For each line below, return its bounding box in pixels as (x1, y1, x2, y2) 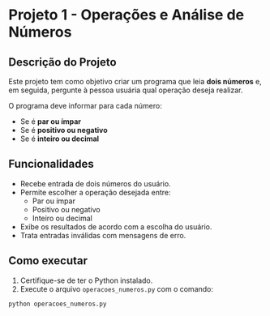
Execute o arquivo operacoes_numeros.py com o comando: (19, 284, 213, 293)
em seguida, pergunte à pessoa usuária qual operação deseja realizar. (8, 85, 243, 95)
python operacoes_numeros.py (8, 300, 107, 308)
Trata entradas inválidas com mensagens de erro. (19, 230, 186, 240)
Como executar (8, 254, 88, 268)
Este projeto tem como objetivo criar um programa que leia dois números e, (8, 77, 262, 86)
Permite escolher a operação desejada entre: (19, 187, 172, 197)
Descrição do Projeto (8, 55, 117, 69)
